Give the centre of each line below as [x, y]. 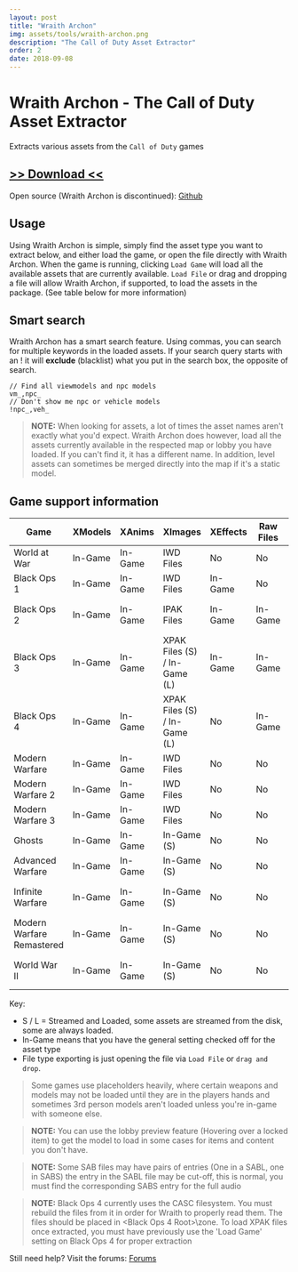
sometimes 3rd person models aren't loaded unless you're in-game [154, 1105]
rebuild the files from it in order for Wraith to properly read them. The [157, 1213]
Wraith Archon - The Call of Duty [132, 103]
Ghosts [28, 841]
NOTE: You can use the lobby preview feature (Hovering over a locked [159, 1131]
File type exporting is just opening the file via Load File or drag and [145, 1059]
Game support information [84, 501]
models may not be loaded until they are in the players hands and [150, 1095]
